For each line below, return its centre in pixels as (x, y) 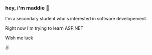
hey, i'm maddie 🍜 (27, 8)
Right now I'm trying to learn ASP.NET (44, 28)
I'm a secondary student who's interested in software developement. (76, 19)
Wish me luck (19, 38)
